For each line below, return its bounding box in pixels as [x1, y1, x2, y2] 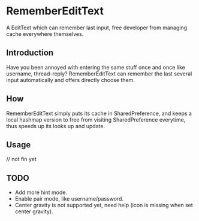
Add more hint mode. [14, 189, 68, 196]
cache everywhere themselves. [6, 30, 84, 37]
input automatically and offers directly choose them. [6, 76, 135, 83]
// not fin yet [6, 156, 37, 163]
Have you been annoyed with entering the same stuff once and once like [6, 63, 186, 71]
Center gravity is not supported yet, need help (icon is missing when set [14, 202, 193, 209]
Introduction [6, 48, 54, 58]
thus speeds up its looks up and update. [6, 122, 105, 129]
